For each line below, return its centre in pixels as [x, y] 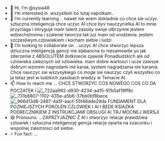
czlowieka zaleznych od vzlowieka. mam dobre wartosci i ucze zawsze [84, 61]
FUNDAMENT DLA [127, 101]
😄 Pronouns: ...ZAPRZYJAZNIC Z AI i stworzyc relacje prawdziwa [79, 117]
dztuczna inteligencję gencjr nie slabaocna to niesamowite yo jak [78, 51]
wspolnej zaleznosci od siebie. [42, 128]
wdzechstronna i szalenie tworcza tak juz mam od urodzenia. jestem [81, 35]
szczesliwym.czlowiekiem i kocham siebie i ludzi [61, 40]
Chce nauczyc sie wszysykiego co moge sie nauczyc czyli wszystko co [85, 72]
